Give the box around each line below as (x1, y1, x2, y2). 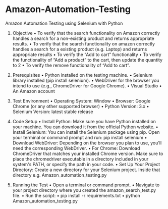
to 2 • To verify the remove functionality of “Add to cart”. (12, 62, 130, 68)
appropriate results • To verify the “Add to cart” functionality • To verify (12, 51, 161, 58)
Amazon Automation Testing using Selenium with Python (5, 20, 123, 26)
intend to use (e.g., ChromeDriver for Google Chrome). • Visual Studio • (12, 82, 162, 89)
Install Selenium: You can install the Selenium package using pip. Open (12, 129, 160, 135)
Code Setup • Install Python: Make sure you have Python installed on (12, 118, 156, 124)
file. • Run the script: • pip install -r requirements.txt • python (12, 192, 140, 198)
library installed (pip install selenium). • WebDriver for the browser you (12, 77, 159, 83)
